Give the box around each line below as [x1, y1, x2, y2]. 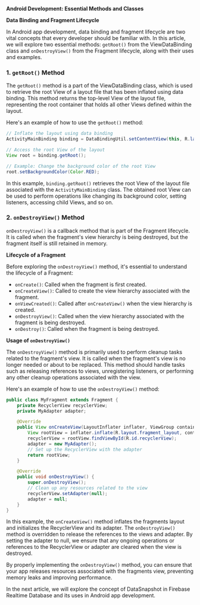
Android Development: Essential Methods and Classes [6, 5, 144, 12]
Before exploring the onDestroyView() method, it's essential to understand [6, 263, 187, 270]
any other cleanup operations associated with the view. [6, 373, 142, 381]
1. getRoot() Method [6, 68, 65, 76]
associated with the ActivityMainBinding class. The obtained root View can [6, 186, 192, 193]
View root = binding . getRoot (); [6, 152, 86, 158]
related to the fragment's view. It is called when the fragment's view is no [6, 355, 186, 362]
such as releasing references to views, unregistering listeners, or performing [6, 367, 194, 374]
